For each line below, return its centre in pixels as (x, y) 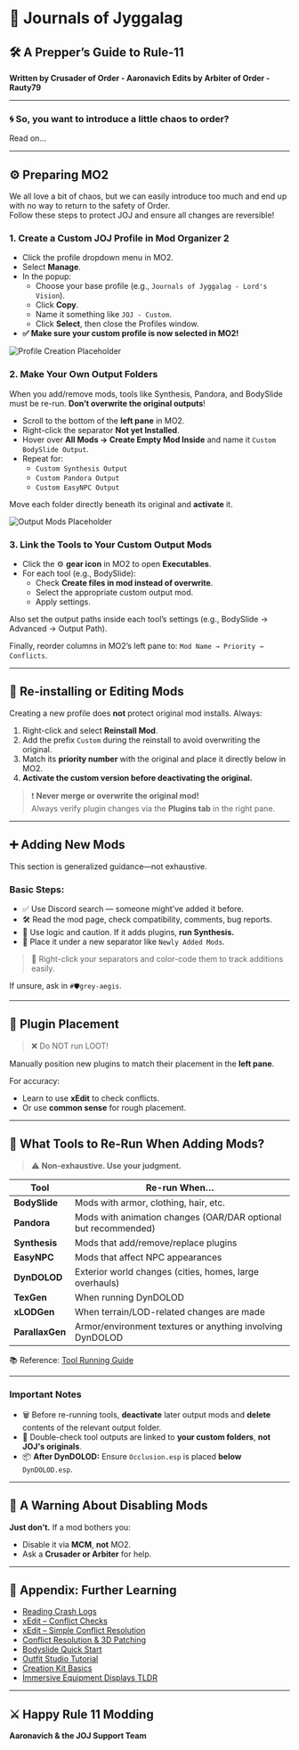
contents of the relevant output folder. (92, 1427)
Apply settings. (63, 602)
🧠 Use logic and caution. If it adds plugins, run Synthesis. (128, 932)
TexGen (30, 1297)
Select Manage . (52, 267)
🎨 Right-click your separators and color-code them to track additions (157, 958)
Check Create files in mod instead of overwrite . (124, 583)
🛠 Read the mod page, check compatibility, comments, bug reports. (147, 919)
